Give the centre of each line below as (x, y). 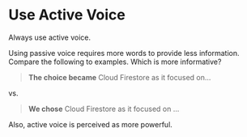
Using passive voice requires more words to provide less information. (124, 53)
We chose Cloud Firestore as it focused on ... (104, 109)
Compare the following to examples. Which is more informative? (115, 62)
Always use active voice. (50, 37)
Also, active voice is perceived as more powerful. (90, 124)
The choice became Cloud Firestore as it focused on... (119, 77)
